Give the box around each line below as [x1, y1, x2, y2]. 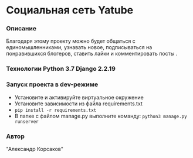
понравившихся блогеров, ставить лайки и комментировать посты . [6, 50, 178, 57]
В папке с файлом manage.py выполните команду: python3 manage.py [14, 112, 187, 119]
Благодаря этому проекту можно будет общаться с [6, 37, 136, 44]
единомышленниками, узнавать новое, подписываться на [6, 44, 153, 51]
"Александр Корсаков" [6, 146, 63, 152]
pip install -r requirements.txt [14, 107, 97, 113]
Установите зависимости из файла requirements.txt [14, 100, 143, 107]
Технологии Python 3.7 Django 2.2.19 [6, 65, 116, 73]
